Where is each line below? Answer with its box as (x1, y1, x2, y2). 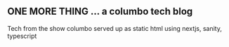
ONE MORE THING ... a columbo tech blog (7, 6, 193, 18)
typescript (7, 32, 37, 40)
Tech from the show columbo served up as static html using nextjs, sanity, (7, 24, 223, 32)
